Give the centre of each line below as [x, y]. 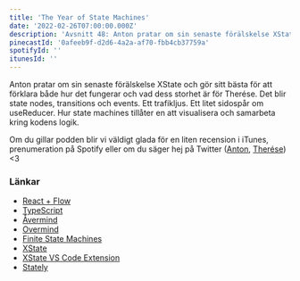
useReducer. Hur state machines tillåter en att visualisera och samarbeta [142, 113]
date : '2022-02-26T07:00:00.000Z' [74, 26]
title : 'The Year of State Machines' [79, 17]
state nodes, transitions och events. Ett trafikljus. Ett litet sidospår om [137, 103]
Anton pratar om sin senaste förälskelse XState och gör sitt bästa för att [141, 84]
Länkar [25, 181]
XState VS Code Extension [71, 258]
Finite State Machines [62, 239]
